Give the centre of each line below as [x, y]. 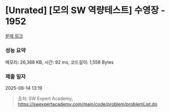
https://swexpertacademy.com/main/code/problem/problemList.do [88, 104]
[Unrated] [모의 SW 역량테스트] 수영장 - [85, 10]
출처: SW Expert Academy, [45, 98]
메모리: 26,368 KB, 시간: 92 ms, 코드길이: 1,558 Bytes [60, 62]
